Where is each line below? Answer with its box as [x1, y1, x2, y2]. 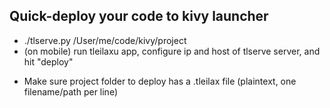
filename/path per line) [23, 85, 118, 98]
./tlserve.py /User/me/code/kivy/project [23, 34, 187, 46]
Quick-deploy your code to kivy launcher [9, 8, 269, 25]
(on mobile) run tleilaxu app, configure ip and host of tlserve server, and [23, 45, 321, 57]
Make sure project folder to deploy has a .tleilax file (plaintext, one [23, 75, 297, 87]
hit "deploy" [23, 55, 74, 68]
